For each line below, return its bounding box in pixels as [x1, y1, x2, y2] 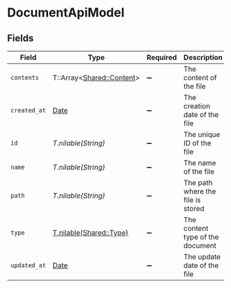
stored [183, 204, 205, 213]
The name [183, 158, 217, 167]
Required [146, 53, 177, 62]
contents [10, 74, 39, 81]
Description [183, 53, 223, 62]
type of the [183, 232, 219, 242]
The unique [183, 130, 221, 139]
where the [183, 187, 217, 196]
